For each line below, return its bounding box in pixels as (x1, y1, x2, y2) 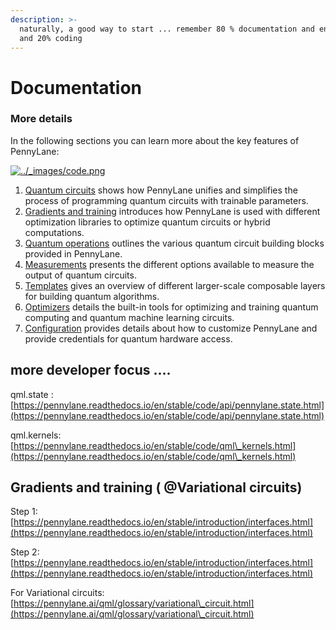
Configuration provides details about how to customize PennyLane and (24, 322, 318, 334)
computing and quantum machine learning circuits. (24, 311, 235, 323)
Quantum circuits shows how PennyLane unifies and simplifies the (24, 184, 298, 196)
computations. (24, 226, 85, 238)
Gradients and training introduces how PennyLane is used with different (24, 205, 321, 217)
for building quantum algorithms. (24, 290, 160, 302)
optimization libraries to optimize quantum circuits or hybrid (24, 216, 271, 228)
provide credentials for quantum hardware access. (24, 332, 233, 345)
